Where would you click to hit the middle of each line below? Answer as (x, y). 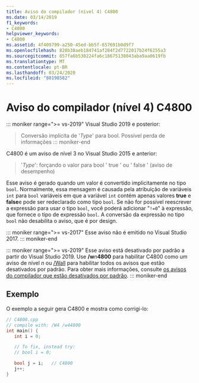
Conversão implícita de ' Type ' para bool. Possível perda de (93, 136)
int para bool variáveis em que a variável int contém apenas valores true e (99, 196)
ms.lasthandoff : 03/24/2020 (41, 73)
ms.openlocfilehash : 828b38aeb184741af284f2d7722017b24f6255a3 (86, 51)
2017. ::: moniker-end (32, 239)
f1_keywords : (22, 23)
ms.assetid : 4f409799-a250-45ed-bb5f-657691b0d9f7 (70, 45)
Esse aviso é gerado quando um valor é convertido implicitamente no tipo (96, 183)
